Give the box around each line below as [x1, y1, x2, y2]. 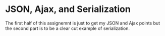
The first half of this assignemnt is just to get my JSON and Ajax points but [5, 20, 160, 26]
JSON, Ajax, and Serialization [5, 3, 131, 15]
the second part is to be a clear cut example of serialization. [5, 25, 130, 31]
